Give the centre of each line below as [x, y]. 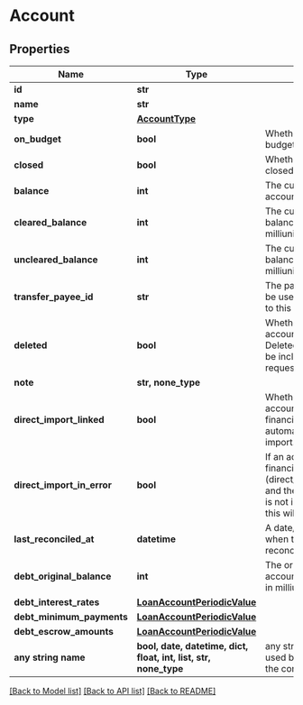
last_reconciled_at [54, 539]
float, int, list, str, [174, 657]
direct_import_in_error [63, 485]
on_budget [37, 139]
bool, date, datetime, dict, [193, 646]
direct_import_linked [60, 420]
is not [276, 502]
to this [278, 308]
